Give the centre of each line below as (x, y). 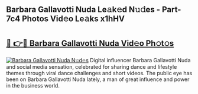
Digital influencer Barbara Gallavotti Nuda (140, 60)
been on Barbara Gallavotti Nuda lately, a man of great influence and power (98, 79)
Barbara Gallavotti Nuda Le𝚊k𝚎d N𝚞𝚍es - (83, 10)
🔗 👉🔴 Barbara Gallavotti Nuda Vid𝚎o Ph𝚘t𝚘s (90, 43)
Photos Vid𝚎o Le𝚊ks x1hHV (73, 19)
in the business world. (33, 85)
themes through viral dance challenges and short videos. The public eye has (99, 73)
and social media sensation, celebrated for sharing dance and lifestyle (92, 67)
